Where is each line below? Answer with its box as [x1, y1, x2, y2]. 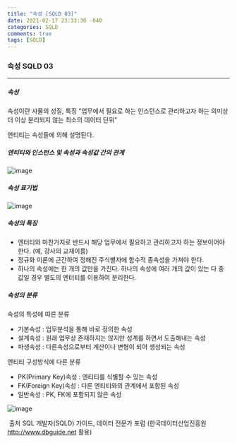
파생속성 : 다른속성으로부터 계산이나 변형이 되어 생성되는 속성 [17, 343, 186, 351]
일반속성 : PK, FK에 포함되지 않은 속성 [17, 390, 122, 399]
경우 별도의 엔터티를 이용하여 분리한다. [30, 273, 137, 282]
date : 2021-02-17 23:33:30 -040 [7, 17, 102, 24]
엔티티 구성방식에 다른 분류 [7, 358, 81, 366]
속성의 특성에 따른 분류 [7, 310, 70, 319]
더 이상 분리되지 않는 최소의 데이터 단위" [7, 116, 118, 124]
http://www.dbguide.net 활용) [7, 428, 92, 437]
